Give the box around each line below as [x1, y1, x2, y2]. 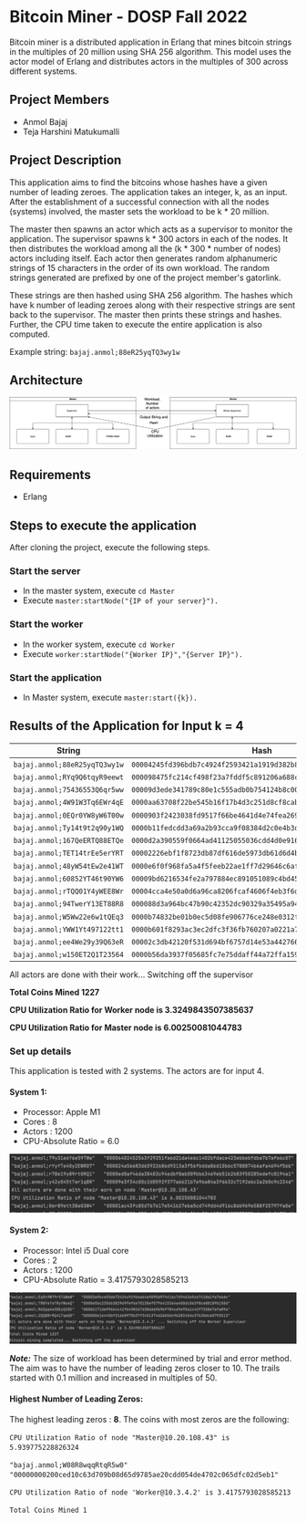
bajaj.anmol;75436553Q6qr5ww [13, 786, 125, 795]
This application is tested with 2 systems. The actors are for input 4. [9, 1066, 264, 1077]
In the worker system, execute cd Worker [22, 639, 176, 650]
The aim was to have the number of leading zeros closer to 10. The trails [9, 1362, 280, 1374]
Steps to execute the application [9, 517, 198, 533]
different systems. [9, 66, 77, 77]
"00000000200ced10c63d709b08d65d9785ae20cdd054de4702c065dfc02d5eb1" [9, 1470, 280, 1479]
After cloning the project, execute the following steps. [9, 542, 211, 553]
